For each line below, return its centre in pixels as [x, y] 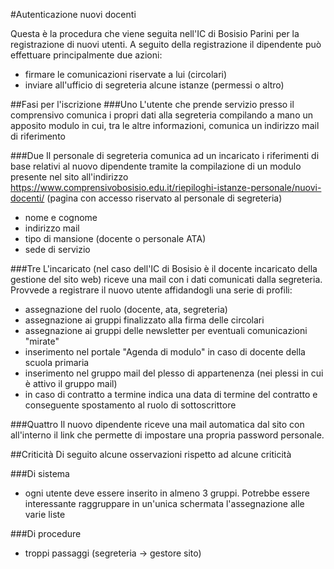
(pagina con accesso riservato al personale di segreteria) [164, 198]
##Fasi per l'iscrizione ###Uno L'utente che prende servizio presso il [152, 104]
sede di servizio [57, 249]
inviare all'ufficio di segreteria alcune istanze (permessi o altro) [154, 85]
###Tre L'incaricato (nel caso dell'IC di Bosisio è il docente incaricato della [164, 268]
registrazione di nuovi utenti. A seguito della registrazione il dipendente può [166, 44]
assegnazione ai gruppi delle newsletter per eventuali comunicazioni [166, 330]
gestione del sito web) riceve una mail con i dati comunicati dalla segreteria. [166, 279]
